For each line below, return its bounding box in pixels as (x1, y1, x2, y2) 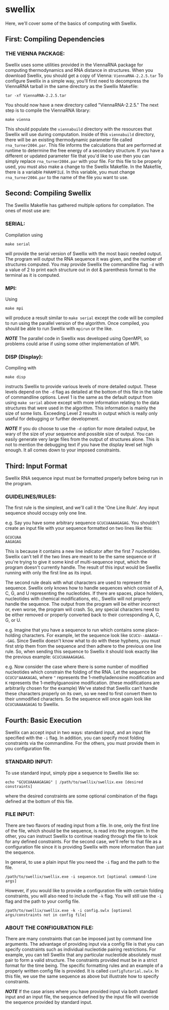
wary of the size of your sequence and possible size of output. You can (5, 431, 154, 437)
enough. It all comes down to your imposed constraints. (5, 447, 121, 453)
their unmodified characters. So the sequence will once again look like (5, 696, 151, 702)
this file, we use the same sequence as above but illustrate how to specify (5, 973, 159, 980)
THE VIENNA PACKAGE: (5, 50, 65, 57)
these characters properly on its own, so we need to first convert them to (5, 691, 157, 697)
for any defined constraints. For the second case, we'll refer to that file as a (5, 838, 161, 845)
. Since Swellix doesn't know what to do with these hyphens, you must (14, 638, 160, 644)
